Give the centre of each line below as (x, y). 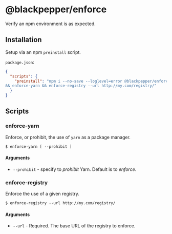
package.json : (20, 62)
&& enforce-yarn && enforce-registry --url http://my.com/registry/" (81, 86)
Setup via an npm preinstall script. (43, 52)
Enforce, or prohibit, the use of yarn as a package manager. (68, 137)
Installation (24, 40)
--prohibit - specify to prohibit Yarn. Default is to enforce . (74, 169)
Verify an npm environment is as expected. (50, 24)
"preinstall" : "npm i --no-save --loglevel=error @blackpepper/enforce (92, 81)
